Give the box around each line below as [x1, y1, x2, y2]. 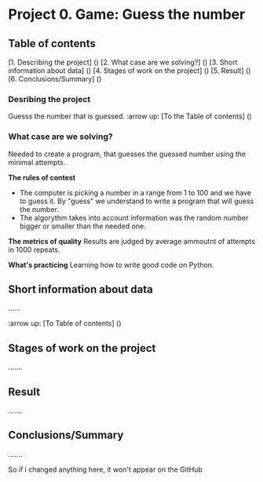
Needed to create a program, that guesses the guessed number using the [8, 149, 246, 159]
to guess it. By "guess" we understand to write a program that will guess [19, 196, 254, 206]
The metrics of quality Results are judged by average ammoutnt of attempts [8, 236, 255, 246]
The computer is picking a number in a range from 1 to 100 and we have [19, 188, 252, 197]
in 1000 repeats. [8, 245, 60, 254]
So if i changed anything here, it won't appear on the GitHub [8, 465, 203, 474]
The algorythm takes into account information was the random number [19, 213, 249, 222]
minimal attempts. [8, 157, 66, 166]
